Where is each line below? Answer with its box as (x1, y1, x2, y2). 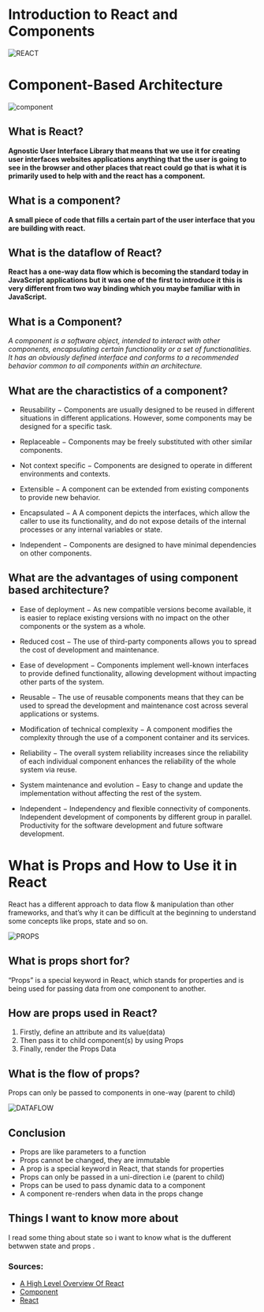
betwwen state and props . (8, 1241, 95, 1250)
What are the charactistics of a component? (8, 384, 229, 398)
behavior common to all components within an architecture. (8, 361, 203, 371)
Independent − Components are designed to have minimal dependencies (19, 540, 257, 549)
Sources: (8, 1261, 44, 1272)
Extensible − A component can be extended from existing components (19, 484, 250, 494)
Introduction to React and (8, 6, 178, 24)
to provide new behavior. (19, 492, 101, 502)
